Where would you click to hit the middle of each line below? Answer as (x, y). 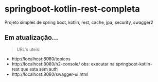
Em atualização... (32, 38)
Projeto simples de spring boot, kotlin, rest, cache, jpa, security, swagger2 (79, 22)
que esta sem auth (39, 69)
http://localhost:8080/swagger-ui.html (50, 74)
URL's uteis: (28, 49)
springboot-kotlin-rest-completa (72, 9)
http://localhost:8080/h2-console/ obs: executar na (63, 64)
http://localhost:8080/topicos (41, 59)
